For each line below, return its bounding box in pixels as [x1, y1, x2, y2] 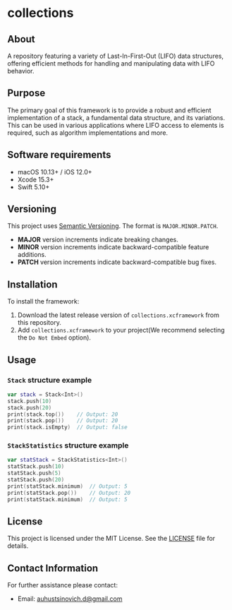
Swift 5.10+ [17, 182, 50, 191]
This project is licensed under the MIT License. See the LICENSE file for [7, 534, 216, 543]
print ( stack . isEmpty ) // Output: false [7, 424, 128, 431]
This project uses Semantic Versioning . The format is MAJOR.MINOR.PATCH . [7, 222, 219, 230]
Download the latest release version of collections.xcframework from [17, 311, 220, 319]
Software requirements [7, 149, 111, 161]
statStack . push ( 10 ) [7, 463, 65, 470]
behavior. [7, 67, 35, 75]
